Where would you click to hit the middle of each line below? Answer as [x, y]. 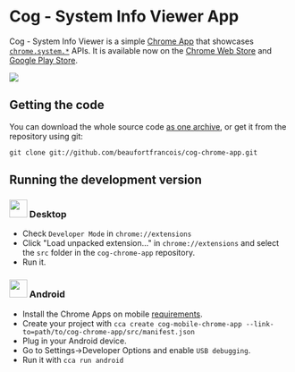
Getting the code [57, 105]
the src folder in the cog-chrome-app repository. [108, 253]
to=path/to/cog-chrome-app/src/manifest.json [108, 332]
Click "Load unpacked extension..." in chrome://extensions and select [151, 243]
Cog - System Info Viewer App [124, 17]
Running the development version [106, 180]
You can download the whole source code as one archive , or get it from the [148, 126]
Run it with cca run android [73, 359]
